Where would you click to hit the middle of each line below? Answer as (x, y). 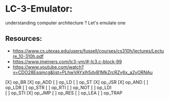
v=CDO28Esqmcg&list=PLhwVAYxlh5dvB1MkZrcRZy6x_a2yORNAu (83, 72)
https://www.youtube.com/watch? (48, 67)
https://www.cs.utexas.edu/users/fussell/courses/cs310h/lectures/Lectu (88, 50)
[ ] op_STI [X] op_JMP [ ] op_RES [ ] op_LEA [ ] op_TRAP (64, 93)
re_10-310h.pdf (28, 56)
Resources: (24, 39)
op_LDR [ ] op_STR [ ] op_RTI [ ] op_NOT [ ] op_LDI (58, 87)
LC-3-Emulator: (39, 9)
